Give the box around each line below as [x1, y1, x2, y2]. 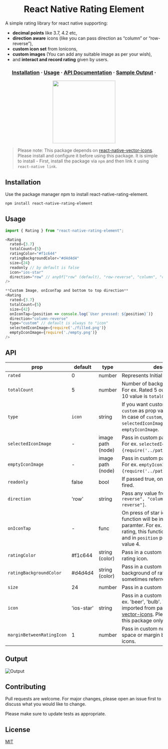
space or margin [121, 631, 160, 638]
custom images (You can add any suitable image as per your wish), [12, 51, 152, 57]
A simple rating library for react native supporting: [5, 20, 108, 26]
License [5, 725, 30, 734]
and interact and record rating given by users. [12, 56, 109, 62]
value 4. [121, 540, 141, 547]
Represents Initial [121, 372, 162, 379]
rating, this [121, 528, 146, 535]
